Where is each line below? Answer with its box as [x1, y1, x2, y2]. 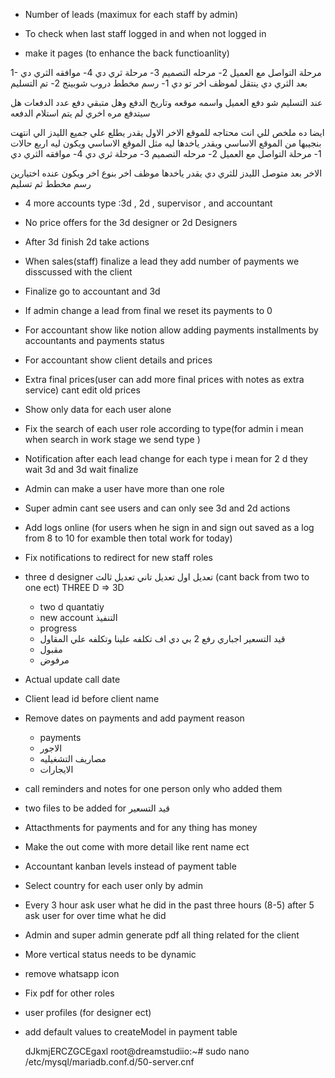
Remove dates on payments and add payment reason [24, 712, 245, 724]
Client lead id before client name [24, 693, 160, 704]
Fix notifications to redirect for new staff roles [24, 552, 213, 563]
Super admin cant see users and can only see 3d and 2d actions [24, 502, 291, 514]
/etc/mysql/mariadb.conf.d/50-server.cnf [24, 1056, 195, 1068]
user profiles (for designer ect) [24, 1007, 152, 1018]
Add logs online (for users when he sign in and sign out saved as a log [24, 522, 315, 533]
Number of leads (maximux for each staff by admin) [24, 9, 239, 20]
